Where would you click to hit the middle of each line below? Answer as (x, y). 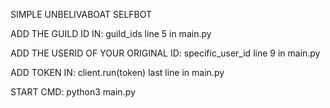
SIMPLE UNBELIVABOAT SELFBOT (81, 14)
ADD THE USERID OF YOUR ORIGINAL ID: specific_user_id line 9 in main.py (165, 53)
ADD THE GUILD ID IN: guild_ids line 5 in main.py (111, 33)
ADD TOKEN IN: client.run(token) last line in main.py (117, 72)
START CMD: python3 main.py (73, 92)
